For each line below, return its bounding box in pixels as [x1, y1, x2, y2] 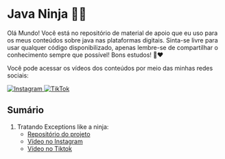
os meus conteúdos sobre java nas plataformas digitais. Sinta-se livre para [7, 36, 218, 44]
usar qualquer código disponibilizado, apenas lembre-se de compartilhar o [7, 43, 218, 51]
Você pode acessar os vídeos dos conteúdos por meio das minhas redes [7, 64, 213, 72]
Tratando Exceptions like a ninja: [16, 123, 109, 131]
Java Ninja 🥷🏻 [7, 6, 87, 22]
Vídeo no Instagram [27, 137, 84, 145]
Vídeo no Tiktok [27, 144, 72, 153]
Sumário [7, 104, 45, 116]
